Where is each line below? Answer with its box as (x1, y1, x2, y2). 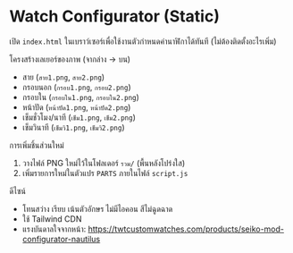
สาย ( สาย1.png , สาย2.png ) (21, 72, 105, 82)
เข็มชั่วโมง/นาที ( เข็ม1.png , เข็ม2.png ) (21, 112, 137, 122)
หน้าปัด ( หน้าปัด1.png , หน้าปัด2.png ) (21, 101, 131, 113)
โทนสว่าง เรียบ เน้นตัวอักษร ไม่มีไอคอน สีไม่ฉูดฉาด (21, 203, 173, 214)
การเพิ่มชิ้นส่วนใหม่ (9, 139, 64, 150)
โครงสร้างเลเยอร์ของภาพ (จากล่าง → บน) (9, 54, 131, 64)
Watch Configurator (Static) (9, 6, 221, 27)
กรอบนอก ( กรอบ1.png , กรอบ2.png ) (21, 81, 131, 92)
